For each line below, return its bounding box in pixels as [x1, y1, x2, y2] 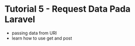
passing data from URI [11, 30, 57, 36]
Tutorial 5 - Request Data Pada [4, 3, 131, 15]
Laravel [4, 14, 35, 25]
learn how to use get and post [11, 35, 72, 41]
